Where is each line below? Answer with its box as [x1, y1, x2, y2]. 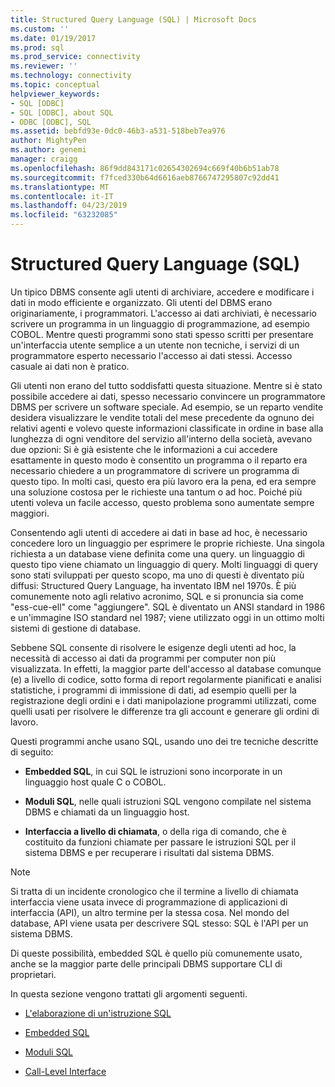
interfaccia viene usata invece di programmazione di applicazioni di [10, 896, 288, 908]
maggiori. [10, 507, 50, 519]
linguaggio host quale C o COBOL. [24, 776, 167, 788]
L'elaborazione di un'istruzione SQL [24, 1007, 172, 1019]
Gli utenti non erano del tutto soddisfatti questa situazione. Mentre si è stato [10, 379, 323, 391]
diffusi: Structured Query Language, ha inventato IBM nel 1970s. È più [10, 579, 297, 591]
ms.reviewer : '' [10, 61, 78, 71]
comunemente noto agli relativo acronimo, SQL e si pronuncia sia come [10, 590, 304, 602]
